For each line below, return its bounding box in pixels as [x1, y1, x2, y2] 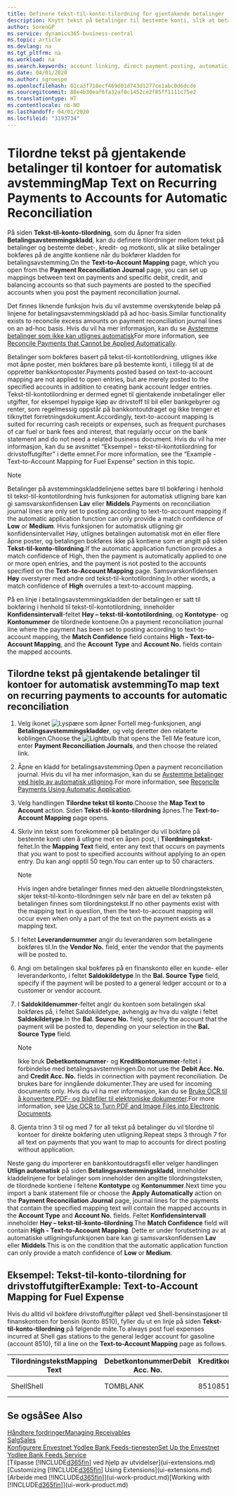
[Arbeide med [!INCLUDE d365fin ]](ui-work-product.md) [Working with [7, 1474, 210, 1481]
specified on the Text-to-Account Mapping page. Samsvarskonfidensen [7, 567, 218, 575]
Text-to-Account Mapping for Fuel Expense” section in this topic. [7, 457, 195, 465]
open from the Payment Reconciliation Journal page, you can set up [7, 265, 208, 274]
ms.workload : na [7, 56, 55, 63]
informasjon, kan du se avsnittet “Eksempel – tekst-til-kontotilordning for [7, 442, 217, 451]
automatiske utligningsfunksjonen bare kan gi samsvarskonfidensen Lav [7, 1234, 216, 1242]
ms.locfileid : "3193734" [7, 115, 80, 122]
